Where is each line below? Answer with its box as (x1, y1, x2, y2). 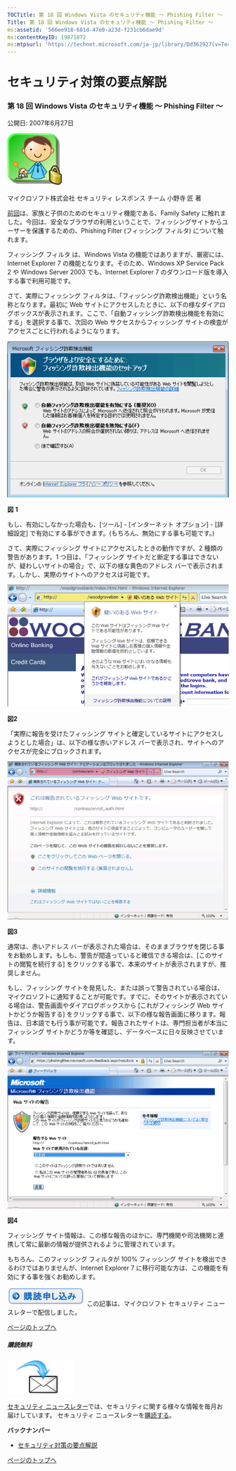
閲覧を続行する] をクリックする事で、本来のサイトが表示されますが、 (19, 960, 221, 968)
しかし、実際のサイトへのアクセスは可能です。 (18, 571, 154, 579)
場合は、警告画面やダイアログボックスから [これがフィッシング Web (13, 1001, 211, 1010)
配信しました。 (37, 1308, 81, 1317)
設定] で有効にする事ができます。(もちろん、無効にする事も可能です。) (13, 529, 215, 537)
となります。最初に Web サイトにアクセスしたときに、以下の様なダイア (13, 300, 220, 309)
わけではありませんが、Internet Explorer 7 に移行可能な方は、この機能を (13, 1263, 223, 1273)
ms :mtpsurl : (7, 41, 42, 49)
